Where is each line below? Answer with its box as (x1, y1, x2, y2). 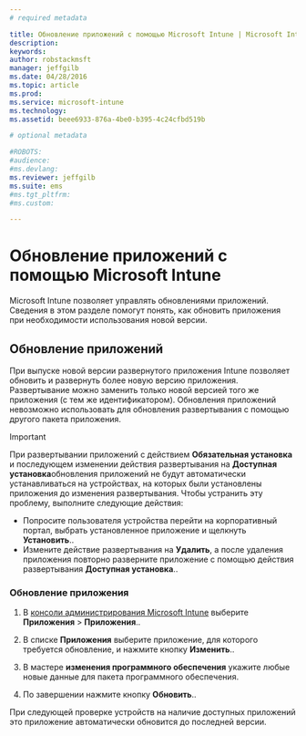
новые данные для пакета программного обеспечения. (22, 671, 240, 682)
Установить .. (22, 534, 75, 545)
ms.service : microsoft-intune (9, 98, 125, 107)
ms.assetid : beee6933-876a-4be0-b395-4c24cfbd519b (9, 115, 206, 124)
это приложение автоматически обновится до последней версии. (9, 717, 267, 728)
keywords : (9, 47, 47, 56)
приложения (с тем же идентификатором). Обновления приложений (9, 394, 276, 405)
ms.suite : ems (9, 181, 64, 191)
